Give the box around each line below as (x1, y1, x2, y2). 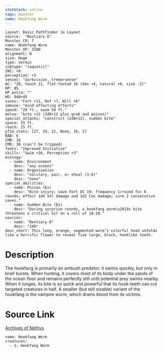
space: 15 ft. (5, 120, 34, 126)
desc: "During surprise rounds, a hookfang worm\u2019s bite (14, 207, 142, 212)
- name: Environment (9, 159, 52, 164)
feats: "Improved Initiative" (5, 146, 67, 151)
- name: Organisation (9, 168, 54, 173)
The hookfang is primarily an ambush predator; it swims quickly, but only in (5, 265, 158, 271)
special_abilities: (5, 181, 45, 186)
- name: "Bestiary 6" (9, 220, 54, 225)
